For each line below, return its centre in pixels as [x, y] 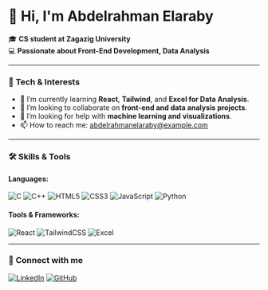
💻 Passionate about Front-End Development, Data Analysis [109, 50]
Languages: [29, 178]
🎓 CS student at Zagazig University [69, 38]
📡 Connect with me [46, 261]
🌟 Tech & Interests [44, 81]
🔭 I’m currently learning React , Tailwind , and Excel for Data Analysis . [134, 100]
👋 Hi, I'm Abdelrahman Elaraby [111, 16]
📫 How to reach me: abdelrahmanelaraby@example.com [114, 125]
